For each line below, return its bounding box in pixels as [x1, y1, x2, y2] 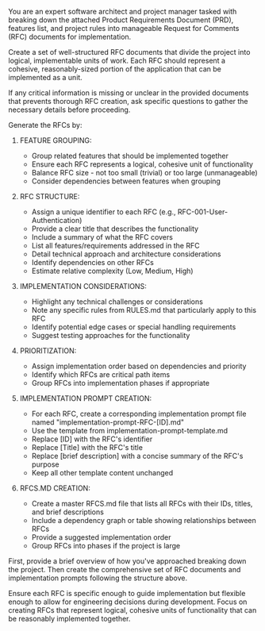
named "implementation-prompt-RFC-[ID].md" [31, 417, 185, 427]
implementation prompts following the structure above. [8, 573, 188, 583]
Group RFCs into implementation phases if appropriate [31, 379, 210, 387]
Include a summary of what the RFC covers [31, 233, 173, 241]
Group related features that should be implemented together [31, 151, 229, 160]
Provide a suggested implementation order [31, 533, 171, 542]
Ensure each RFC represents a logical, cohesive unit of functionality [31, 160, 254, 169]
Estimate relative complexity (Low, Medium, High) [31, 266, 194, 275]
